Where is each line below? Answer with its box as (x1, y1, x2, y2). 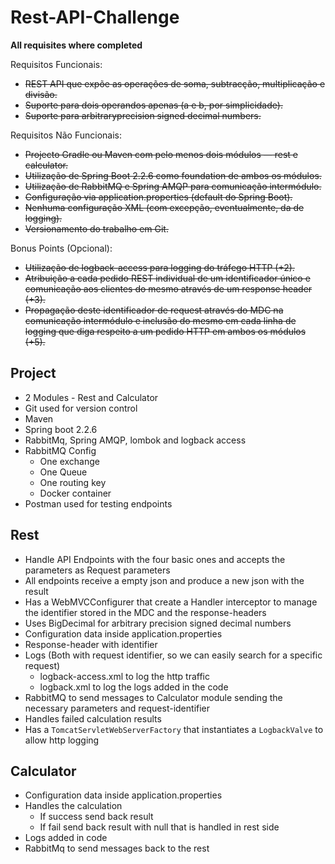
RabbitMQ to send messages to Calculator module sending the (24, 691, 283, 703)
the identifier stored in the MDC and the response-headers (24, 606, 267, 618)
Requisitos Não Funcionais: (10, 129, 122, 141)
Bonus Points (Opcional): (10, 242, 113, 254)
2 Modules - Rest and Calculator (24, 391, 159, 403)
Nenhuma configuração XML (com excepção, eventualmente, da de (24, 201, 305, 213)
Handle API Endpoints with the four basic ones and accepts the (24, 553, 286, 565)
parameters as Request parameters (24, 564, 171, 576)
